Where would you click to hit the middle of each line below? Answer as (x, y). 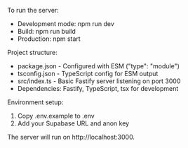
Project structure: (33, 53)
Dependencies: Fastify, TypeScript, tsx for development (98, 88)
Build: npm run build (46, 31)
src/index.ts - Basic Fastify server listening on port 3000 (99, 81)
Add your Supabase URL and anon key (73, 123)
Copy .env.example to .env (56, 116)
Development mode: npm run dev (66, 24)
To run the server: (33, 10)
